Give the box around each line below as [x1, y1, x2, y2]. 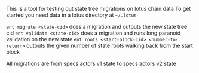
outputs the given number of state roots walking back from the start [26, 42, 193, 49]
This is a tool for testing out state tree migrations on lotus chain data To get [6, 5, 191, 12]
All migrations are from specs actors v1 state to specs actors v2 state [6, 60, 176, 67]
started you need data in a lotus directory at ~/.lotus [6, 11, 137, 19]
